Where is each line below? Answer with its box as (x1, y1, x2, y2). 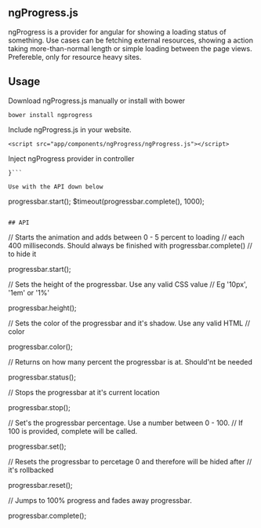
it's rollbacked (8, 465, 54, 475)
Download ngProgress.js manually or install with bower (8, 96, 186, 105)
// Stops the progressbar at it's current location (8, 387, 161, 397)
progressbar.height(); (8, 302, 77, 313)
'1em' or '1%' (8, 288, 49, 297)
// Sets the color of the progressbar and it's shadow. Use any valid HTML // (8, 318, 251, 328)
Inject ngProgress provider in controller (8, 153, 135, 163)
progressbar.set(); (8, 442, 67, 451)
